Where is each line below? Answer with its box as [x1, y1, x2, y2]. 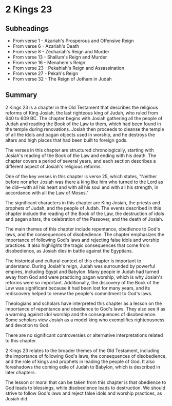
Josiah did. [5, 395, 29, 401]
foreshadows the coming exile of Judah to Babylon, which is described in [5, 363, 160, 370]
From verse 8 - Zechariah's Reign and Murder [12, 49, 110, 54]
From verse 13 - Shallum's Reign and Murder [12, 54, 107, 60]
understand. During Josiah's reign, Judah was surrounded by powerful [5, 263, 155, 269]
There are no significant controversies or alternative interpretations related [5, 332, 163, 338]
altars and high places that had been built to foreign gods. [5, 137, 128, 143]
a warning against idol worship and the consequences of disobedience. [5, 311, 157, 317]
